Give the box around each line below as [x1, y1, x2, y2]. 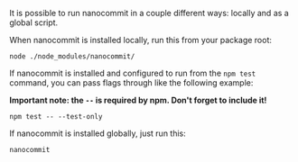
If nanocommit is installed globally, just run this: [9, 128, 187, 139]
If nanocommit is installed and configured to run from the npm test [9, 67, 256, 78]
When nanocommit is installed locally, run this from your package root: [9, 35, 273, 45]
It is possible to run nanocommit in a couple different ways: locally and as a [9, 8, 289, 18]
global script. [9, 17, 59, 28]
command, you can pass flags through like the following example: [9, 77, 254, 88]
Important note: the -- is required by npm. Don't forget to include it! [9, 94, 267, 105]
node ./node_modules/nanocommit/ [9, 52, 135, 61]
